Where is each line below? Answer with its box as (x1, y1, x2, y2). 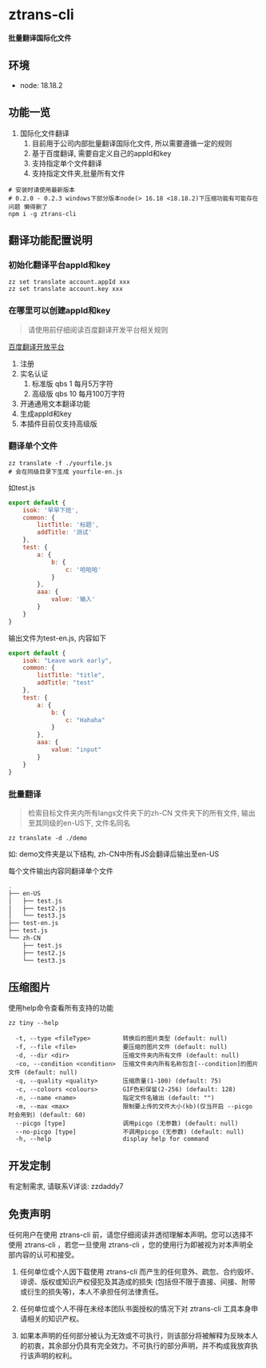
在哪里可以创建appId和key (8, 305, 111, 317)
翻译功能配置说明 (8, 233, 93, 247)
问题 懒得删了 (8, 202, 48, 211)
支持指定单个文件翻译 (31, 158, 102, 168)
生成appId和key (19, 409, 72, 418)
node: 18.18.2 (19, 80, 63, 90)
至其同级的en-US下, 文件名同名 (27, 818, 131, 828)
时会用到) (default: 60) (8, 1111, 86, 1119)
